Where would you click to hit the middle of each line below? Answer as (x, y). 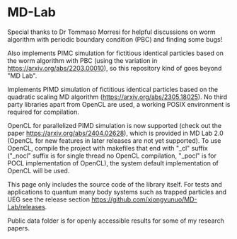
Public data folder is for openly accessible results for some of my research (116, 221)
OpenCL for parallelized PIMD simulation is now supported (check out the (114, 125)
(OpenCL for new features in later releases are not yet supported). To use (114, 140)
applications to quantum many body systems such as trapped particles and (117, 192)
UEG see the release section (49, 199)
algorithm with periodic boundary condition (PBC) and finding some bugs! (115, 39)
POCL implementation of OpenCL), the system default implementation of (113, 163)
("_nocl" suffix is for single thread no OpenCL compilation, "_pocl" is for (112, 156)
